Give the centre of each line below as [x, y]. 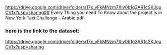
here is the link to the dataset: [42, 30]
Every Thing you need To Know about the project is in [106, 12]
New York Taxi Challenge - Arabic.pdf [45, 18]
